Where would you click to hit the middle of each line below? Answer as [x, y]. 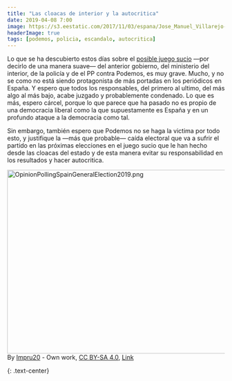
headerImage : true [33, 33]
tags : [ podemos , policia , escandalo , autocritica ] [81, 39]
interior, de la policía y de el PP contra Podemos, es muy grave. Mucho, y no [116, 74]
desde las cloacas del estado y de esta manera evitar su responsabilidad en [115, 153]
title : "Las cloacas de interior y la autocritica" [83, 13]
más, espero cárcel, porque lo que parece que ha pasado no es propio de [112, 103]
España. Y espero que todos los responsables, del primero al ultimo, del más [116, 88]
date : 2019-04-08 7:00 [40, 20]
